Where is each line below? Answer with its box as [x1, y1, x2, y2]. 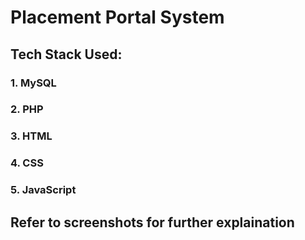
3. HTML [10, 129, 53, 143]
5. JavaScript [10, 183, 77, 197]
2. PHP [10, 102, 44, 116]
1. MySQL [10, 76, 57, 90]
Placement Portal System [10, 6, 225, 29]
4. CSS [10, 156, 44, 170]
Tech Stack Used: [10, 46, 123, 63]
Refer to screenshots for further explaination [10, 214, 295, 231]
